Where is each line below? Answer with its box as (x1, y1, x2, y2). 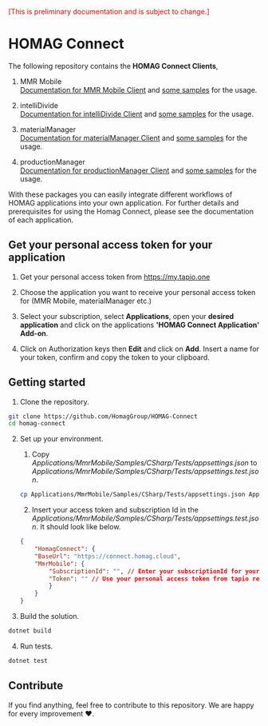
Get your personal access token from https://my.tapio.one (19, 272, 211, 281)
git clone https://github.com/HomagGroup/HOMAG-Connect (8, 412, 198, 421)
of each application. (8, 215, 74, 225)
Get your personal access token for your (8, 238, 213, 252)
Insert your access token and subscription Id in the (31, 505, 199, 515)
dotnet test (8, 656, 48, 664)
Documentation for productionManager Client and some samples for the (19, 166, 257, 175)
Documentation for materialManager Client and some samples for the (19, 133, 248, 142)
